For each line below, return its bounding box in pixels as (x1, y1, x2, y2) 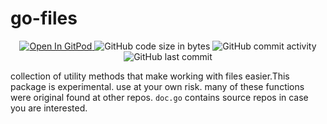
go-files (10, 7, 78, 30)
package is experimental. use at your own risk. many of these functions (10, 80, 305, 92)
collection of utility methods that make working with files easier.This (10, 70, 290, 82)
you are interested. (10, 102, 88, 114)
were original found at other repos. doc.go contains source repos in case (10, 91, 309, 103)
